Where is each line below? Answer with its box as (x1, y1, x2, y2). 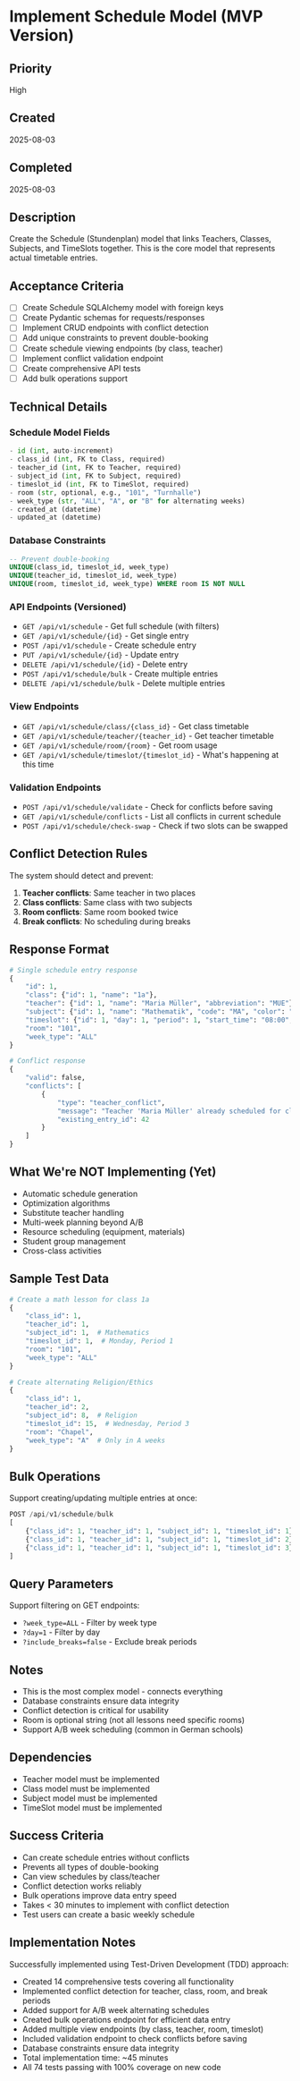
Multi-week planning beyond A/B (21, 1217, 144, 1227)
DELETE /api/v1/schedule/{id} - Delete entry (21, 659, 188, 670)
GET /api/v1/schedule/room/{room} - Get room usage (21, 740, 218, 751)
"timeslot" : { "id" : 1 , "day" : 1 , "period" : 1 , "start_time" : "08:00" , (25, 1015, 294, 1024)
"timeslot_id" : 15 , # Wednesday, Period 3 (25, 1419, 190, 1428)
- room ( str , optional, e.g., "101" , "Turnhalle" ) (9, 488, 202, 497)
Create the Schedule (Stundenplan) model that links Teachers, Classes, (9, 234, 272, 244)
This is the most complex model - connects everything (21, 1686, 223, 1697)
